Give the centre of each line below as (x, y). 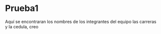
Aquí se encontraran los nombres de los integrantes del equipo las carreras (81, 22)
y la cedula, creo (22, 26)
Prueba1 (22, 8)
